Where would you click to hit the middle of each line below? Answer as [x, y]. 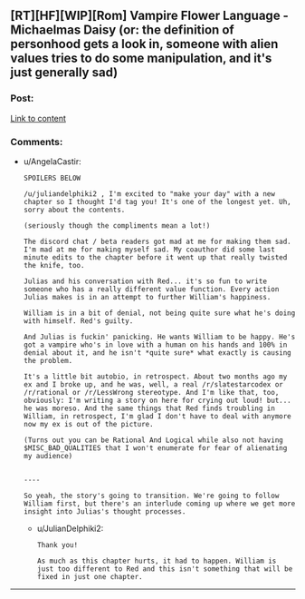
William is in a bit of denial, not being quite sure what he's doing [159, 313]
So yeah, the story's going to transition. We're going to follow [151, 496]
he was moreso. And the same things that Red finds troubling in [149, 408]
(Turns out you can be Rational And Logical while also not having [153, 440]
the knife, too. [54, 265]
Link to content [38, 118]
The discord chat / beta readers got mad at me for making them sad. [157, 241]
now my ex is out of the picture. [88, 424]
